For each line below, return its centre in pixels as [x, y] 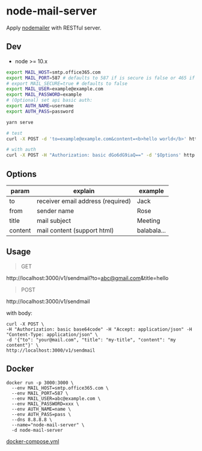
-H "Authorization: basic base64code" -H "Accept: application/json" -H [99, 329]
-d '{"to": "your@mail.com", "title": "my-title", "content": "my [91, 340]
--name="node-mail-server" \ [48, 425]
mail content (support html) [75, 230]
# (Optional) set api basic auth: [50, 101]
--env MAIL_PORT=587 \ [40, 393]
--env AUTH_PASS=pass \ [41, 414]
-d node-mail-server [37, 430]
